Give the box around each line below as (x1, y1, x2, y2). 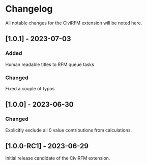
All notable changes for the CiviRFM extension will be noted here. (5, 20, 142, 26)
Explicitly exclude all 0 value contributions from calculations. (5, 127, 132, 133)
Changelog (5, 3, 53, 15)
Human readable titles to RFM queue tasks (5, 61, 95, 68)
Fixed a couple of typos (5, 85, 55, 91)
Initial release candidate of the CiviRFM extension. (5, 155, 110, 161)
